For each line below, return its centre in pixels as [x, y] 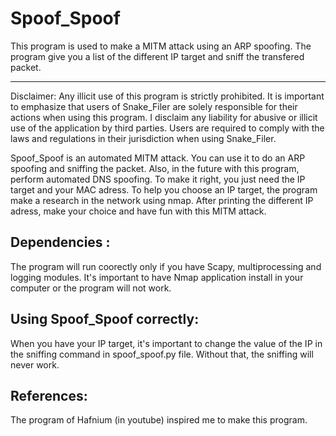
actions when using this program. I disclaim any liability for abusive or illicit [164, 117]
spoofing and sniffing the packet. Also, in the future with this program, [155, 168]
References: [49, 395]
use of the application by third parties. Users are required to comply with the [167, 128]
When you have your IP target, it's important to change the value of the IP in [166, 343]
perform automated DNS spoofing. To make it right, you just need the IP [158, 179]
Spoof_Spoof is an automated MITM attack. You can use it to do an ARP [158, 158]
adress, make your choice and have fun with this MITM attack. [138, 211]
